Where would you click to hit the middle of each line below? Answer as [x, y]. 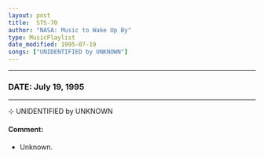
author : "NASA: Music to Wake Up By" [70, 30]
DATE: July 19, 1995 [46, 86]
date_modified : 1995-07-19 [52, 45]
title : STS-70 [33, 23]
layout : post [29, 15]
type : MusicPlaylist [42, 37]
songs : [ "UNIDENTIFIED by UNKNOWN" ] [68, 52]
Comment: [26, 129]
